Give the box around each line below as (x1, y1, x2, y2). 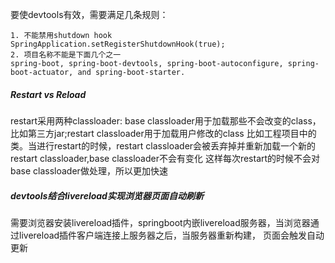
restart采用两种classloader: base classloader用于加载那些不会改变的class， (10, 114, 322, 127)
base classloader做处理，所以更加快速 (10, 164, 168, 177)
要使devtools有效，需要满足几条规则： (10, 9, 169, 20)
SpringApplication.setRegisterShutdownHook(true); (10, 39, 226, 49)
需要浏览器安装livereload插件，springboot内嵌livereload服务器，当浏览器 (10, 216, 311, 228)
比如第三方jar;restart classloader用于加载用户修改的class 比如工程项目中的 (10, 127, 317, 139)
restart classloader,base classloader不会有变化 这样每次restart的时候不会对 (10, 152, 321, 164)
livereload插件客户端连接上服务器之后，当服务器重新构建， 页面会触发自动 (18, 229, 325, 241)
